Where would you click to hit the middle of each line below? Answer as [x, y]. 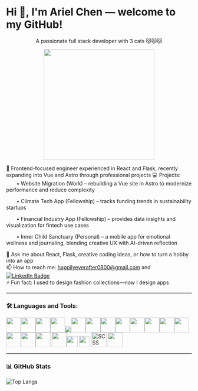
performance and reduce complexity [51, 190]
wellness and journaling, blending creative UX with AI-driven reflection [92, 243]
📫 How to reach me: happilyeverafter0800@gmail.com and [79, 267]
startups [16, 207]
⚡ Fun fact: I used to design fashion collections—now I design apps [88, 282]
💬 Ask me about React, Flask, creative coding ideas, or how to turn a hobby [98, 254]
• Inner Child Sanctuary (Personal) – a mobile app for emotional [94, 236]
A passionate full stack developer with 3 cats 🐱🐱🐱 [99, 41]
